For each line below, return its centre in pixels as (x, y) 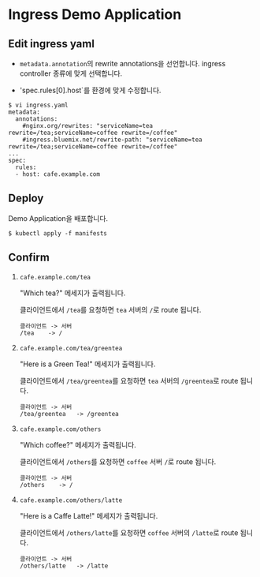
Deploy (26, 199)
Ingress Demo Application (95, 15)
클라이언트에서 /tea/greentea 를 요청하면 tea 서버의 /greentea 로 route (129, 380)
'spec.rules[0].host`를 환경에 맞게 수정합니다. (90, 90)
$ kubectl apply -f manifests (58, 233)
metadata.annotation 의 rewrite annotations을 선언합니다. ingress (123, 64)
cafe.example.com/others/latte (71, 500)
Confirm (29, 258)
